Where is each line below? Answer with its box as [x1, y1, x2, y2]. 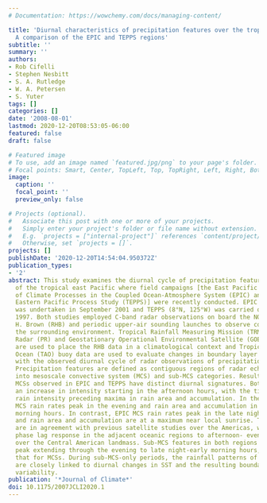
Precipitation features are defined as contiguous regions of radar [15, 365, 247, 373]
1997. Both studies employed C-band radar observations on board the [15, 313, 250, 322]
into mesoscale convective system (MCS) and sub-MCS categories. [15, 373, 237, 381]
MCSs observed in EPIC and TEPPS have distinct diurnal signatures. [15, 380, 247, 388]
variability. [15, 468, 59, 477]
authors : [8, 56, 37, 64]
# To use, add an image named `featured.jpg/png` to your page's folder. [8, 158, 258, 167]
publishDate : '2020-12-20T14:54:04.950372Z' [8, 254, 158, 262]
